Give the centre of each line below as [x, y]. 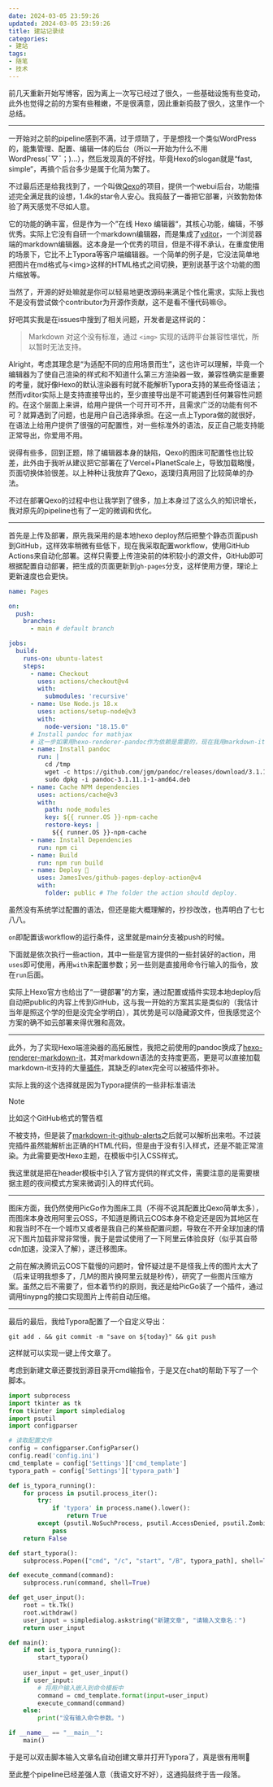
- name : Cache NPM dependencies [84, 787]
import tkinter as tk [45, 1403]
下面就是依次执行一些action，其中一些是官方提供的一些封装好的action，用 [132, 954]
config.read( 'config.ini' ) [54, 1456]
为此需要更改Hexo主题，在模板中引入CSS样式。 [102, 1155]
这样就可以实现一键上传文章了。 [62, 1353]
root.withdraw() [51, 1613]
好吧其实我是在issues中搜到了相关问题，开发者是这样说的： [108, 319]
